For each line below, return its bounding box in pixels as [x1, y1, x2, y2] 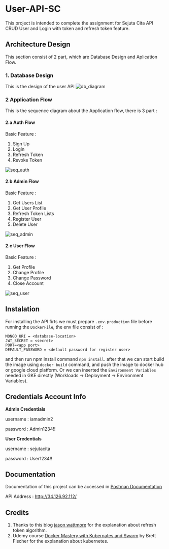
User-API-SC [5, 3, 61, 15]
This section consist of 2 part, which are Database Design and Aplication [5, 54, 158, 60]
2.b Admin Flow [5, 178, 39, 185]
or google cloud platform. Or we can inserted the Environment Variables [5, 367, 156, 373]
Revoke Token [12, 156, 43, 163]
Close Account [12, 280, 44, 286]
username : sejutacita [5, 446, 51, 452]
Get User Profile [12, 205, 47, 211]
